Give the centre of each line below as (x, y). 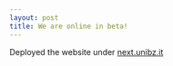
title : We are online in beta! (69, 26)
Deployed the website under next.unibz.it (86, 52)
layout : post (34, 18)
